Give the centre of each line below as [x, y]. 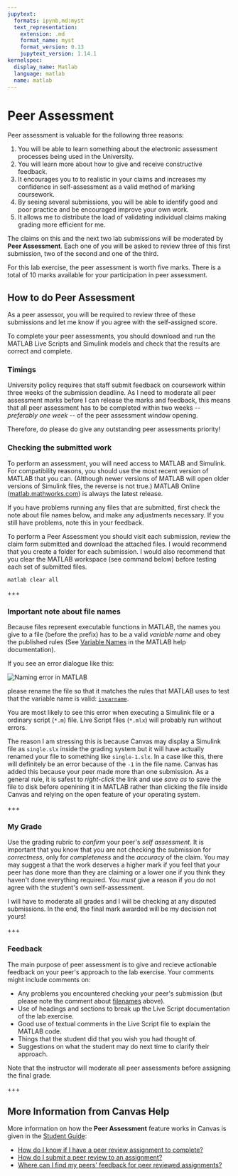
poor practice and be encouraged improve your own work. [103, 210]
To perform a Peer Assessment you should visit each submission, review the [119, 536]
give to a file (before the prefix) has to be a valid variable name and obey [114, 634]
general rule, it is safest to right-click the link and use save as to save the [114, 779]
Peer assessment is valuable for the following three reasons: [96, 135]
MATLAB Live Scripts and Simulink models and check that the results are [114, 344]
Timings [22, 370]
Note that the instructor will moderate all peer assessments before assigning [119, 1068]
